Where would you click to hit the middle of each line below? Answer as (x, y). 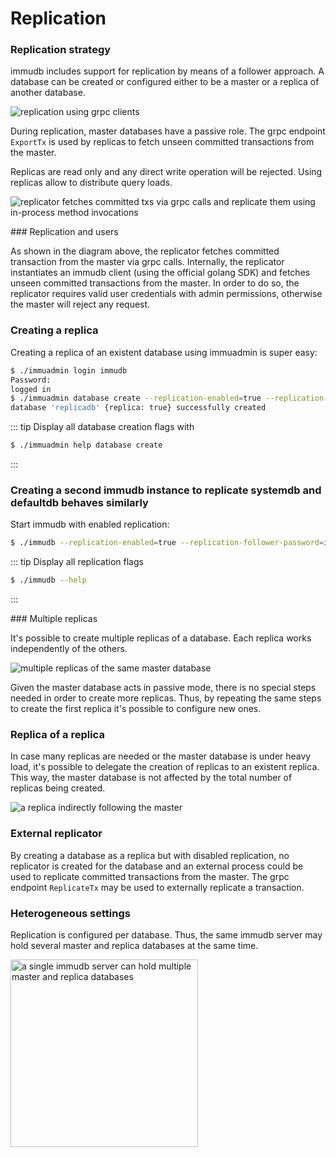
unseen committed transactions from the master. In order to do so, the (155, 283)
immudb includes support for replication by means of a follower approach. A (167, 71)
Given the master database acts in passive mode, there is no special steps (163, 688)
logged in (31, 389)
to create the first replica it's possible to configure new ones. (136, 709)
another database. (48, 93)
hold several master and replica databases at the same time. (134, 945)
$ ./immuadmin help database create (86, 445)
